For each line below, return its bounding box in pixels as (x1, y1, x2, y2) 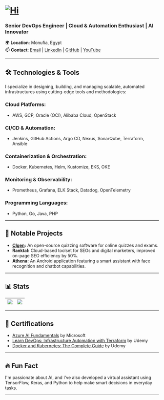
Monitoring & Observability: (5, 176, 72, 183)
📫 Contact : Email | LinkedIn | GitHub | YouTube (5, 47, 101, 53)
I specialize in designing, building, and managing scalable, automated (5, 84, 145, 90)
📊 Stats (5, 282, 30, 291)
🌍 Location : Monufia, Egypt (5, 40, 62, 46)
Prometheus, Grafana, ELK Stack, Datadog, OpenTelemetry (12, 187, 131, 193)
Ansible (12, 141, 28, 147)
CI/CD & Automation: (5, 125, 56, 131)
